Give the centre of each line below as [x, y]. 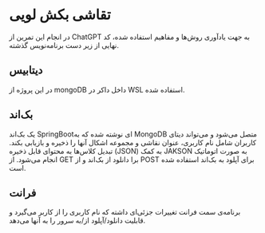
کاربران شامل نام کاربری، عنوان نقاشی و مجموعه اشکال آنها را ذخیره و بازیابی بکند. [133, 142]
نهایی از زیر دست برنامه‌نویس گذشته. [64, 45]
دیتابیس [26, 71]
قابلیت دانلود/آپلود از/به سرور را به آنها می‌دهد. [77, 220]
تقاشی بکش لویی [60, 15]
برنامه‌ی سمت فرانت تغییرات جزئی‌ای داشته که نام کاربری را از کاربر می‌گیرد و [125, 212]
